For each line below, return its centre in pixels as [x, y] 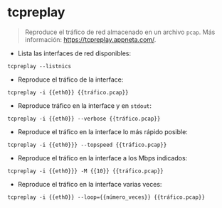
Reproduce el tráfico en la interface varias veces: [90, 184]
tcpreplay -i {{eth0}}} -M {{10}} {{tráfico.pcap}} [85, 171]
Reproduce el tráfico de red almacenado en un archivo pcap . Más [120, 32]
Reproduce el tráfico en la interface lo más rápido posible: [103, 131]
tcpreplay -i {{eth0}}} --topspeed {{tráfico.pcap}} [87, 145]
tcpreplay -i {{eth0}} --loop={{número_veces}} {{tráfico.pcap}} [106, 197]
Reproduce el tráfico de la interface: [70, 80]
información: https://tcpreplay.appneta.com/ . [90, 39]
